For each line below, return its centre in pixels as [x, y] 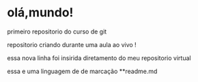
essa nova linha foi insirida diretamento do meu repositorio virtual [99, 58]
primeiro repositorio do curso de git [57, 31]
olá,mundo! [40, 13]
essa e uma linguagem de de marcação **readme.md [82, 71]
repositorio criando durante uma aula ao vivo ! [72, 44]
